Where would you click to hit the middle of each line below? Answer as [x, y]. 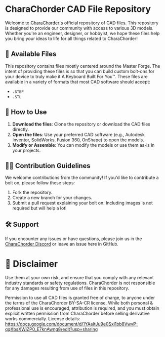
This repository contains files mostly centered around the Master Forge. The [83, 66]
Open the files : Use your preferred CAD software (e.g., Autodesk [78, 134]
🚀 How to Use [26, 112]
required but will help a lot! [39, 208]
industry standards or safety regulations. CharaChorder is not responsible [80, 283]
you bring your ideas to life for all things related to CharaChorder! [71, 39]
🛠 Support [22, 224]
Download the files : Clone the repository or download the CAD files [81, 124]
